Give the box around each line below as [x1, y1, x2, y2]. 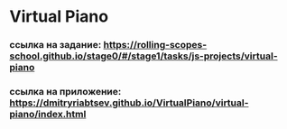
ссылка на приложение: [9, 86, 122, 98]
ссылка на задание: [9, 39, 102, 51]
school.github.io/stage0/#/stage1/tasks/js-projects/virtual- [9, 50, 278, 62]
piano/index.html [9, 108, 87, 121]
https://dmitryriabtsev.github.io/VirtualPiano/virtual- [9, 97, 249, 109]
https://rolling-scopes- [103, 39, 208, 51]
